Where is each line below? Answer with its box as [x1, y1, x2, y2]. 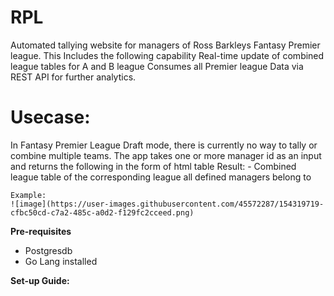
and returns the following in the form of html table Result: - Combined [10, 160, 297, 172]
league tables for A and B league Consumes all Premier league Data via [10, 60, 304, 72]
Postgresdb [24, 244, 73, 256]
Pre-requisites [10, 225, 72, 237]
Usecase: [10, 106, 91, 129]
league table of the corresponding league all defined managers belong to [10, 171, 312, 183]
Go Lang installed [24, 255, 98, 267]
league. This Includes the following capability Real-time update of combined [10, 49, 325, 61]
